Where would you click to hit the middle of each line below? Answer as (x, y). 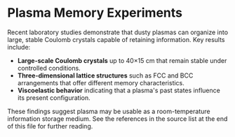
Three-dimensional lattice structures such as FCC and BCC (105, 75)
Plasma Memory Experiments (95, 13)
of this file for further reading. (50, 126)
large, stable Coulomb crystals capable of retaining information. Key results (116, 39)
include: (19, 47)
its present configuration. (54, 98)
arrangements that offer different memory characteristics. (101, 82)
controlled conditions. (49, 68)
